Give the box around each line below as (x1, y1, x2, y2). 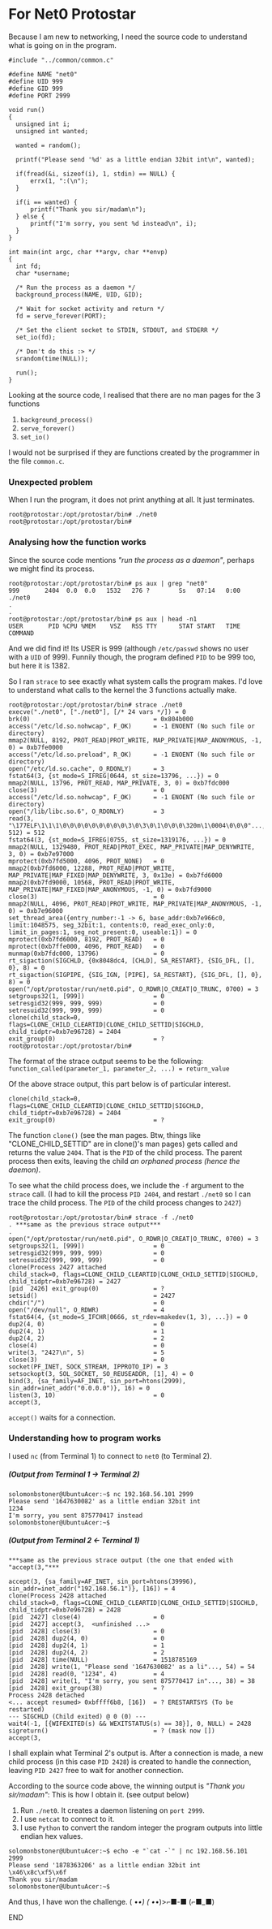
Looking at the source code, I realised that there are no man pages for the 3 (8, 390, 261, 400)
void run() (8, 106, 45, 114)
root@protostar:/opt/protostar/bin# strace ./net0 (8, 700, 183, 709)
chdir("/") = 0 (8, 1299, 164, 1307)
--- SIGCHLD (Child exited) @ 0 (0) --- (8, 1712, 147, 1720)
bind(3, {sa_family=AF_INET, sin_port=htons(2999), (8, 1377, 186, 1385)
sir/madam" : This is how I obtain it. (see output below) (8, 1789, 189, 1799)
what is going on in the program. (8, 40, 117, 50)
